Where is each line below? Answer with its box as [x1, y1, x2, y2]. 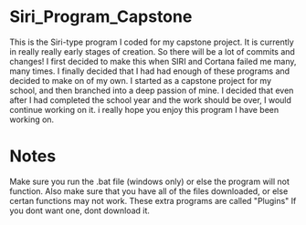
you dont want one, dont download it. [9, 205, 151, 216]
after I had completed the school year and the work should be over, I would [9, 94, 292, 106]
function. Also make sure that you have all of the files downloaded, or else [9, 185, 289, 197]
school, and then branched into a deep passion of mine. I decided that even [9, 85, 294, 96]
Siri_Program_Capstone [9, 6, 193, 27]
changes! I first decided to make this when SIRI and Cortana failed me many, [9, 56, 297, 66]
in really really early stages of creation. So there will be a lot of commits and [9, 46, 295, 56]
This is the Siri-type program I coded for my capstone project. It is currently [9, 36, 294, 47]
